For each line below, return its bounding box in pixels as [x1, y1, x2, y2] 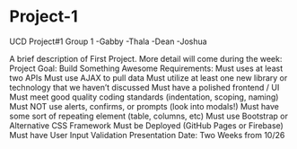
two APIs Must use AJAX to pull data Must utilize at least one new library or [9, 72, 288, 83]
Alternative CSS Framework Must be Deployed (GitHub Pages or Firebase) [9, 119, 284, 131]
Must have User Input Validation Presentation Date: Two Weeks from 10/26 [9, 129, 285, 140]
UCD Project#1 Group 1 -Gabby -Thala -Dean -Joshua [9, 36, 208, 47]
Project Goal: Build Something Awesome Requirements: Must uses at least [9, 63, 284, 74]
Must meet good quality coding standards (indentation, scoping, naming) [9, 92, 279, 102]
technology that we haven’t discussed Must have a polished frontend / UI [9, 82, 280, 92]
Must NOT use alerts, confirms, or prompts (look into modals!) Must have [9, 101, 280, 111]
